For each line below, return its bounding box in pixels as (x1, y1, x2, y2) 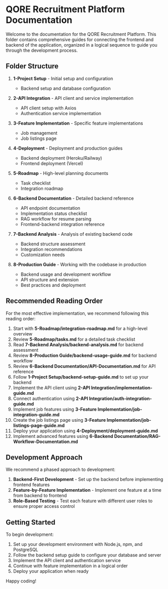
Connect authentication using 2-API (13, 395, 88, 401)
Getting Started (6, 518, 56, 527)
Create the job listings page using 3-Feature (13, 417, 106, 423)
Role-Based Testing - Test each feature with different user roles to (13, 498, 153, 504)
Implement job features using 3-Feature (13, 406, 97, 412)
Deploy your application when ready (13, 568, 89, 574)
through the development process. (6, 47, 78, 53)
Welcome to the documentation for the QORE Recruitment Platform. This (6, 31, 156, 37)
